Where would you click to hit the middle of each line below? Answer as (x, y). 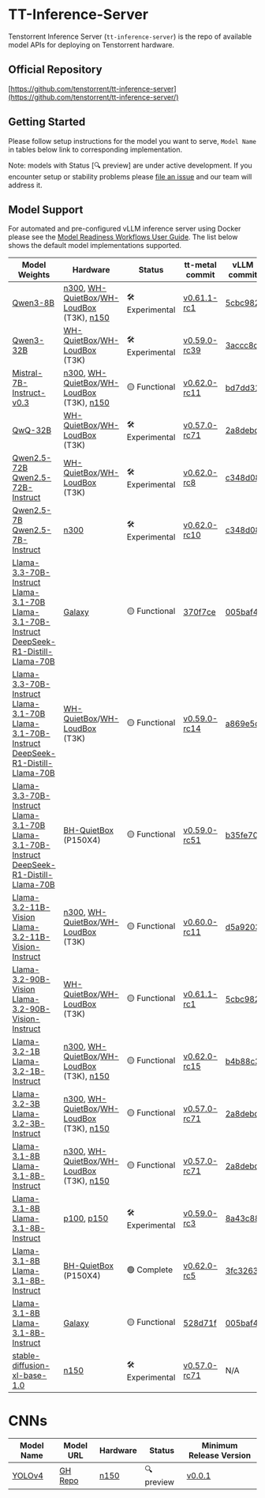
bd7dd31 (243, 388)
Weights (34, 275)
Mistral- (28, 373)
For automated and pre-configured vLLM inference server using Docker (125, 229)
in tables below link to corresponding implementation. (95, 149)
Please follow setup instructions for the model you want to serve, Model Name (132, 141)
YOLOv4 (28, 1475)
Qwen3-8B (34, 303)
